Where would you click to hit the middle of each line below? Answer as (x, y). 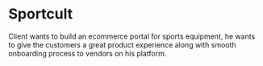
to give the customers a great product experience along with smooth (122, 44)
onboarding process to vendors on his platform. (88, 53)
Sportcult (41, 14)
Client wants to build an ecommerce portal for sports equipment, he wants (132, 36)
